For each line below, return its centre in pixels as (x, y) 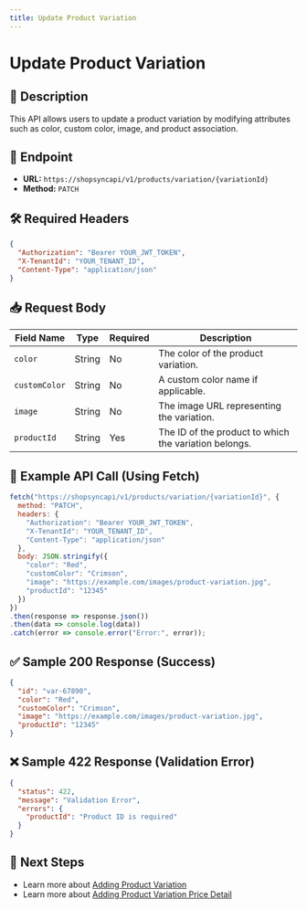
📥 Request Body (58, 308)
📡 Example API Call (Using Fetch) (105, 476)
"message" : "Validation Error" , (79, 800)
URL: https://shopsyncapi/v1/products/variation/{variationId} (146, 179)
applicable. (182, 391)
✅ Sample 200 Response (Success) (113, 662)
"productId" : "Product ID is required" (102, 817)
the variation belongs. (205, 444)
